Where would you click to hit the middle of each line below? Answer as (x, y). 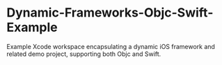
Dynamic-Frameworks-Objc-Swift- (110, 13)
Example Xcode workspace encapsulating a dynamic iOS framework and (111, 46)
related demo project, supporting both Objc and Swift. (84, 54)
